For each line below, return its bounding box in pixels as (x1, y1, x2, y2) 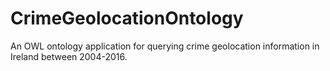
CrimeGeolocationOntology (10, 7, 244, 30)
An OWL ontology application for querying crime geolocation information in (10, 40, 320, 52)
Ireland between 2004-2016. (10, 50, 128, 62)
